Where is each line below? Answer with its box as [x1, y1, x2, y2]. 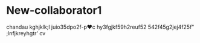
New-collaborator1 [6, 4, 102, 17]
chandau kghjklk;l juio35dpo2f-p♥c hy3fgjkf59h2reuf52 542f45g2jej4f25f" [6, 23, 195, 30]
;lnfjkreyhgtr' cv [6, 29, 46, 36]
